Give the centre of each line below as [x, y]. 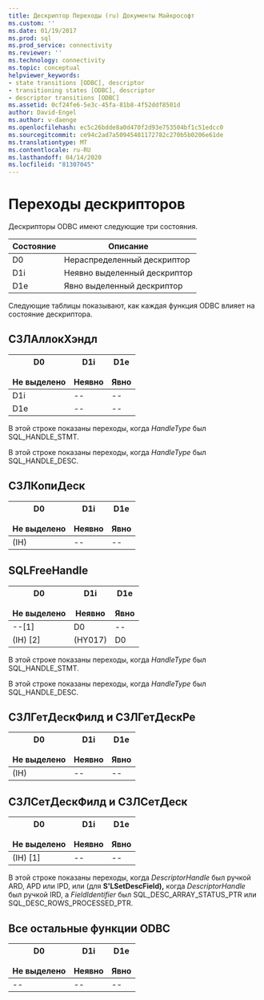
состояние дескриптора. [50, 314]
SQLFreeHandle [48, 571]
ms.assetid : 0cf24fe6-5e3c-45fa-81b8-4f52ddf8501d [94, 105]
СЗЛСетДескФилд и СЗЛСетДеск [98, 802]
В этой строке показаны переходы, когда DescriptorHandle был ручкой [130, 877]
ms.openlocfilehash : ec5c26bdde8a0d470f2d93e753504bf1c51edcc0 [116, 127]
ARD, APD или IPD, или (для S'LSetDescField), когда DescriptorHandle [127, 886]
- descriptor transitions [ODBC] [64, 98]
